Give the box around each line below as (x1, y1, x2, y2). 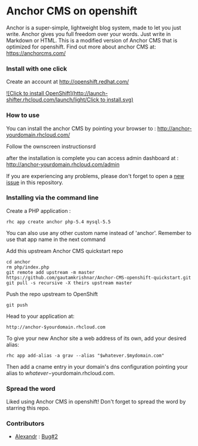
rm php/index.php (6, 264, 50, 270)
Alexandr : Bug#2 (14, 433, 58, 440)
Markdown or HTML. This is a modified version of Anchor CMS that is (6, 37, 178, 44)
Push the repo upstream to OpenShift (6, 290, 98, 297)
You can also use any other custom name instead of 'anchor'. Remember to (6, 229, 191, 236)
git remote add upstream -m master (6, 269, 95, 275)
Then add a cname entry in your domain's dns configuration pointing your (6, 363, 188, 370)
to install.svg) (100, 96, 133, 103)
